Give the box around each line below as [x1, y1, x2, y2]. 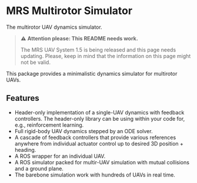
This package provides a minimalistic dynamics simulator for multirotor [6, 70, 178, 77]
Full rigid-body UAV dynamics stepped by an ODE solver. [14, 127, 153, 134]
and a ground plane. [14, 165, 64, 172]
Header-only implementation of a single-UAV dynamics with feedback [14, 109, 185, 116]
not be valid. [20, 59, 51, 66]
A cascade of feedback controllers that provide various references [14, 134, 176, 141]
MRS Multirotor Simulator [6, 4, 133, 18]
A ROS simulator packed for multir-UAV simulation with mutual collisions [14, 158, 190, 165]
